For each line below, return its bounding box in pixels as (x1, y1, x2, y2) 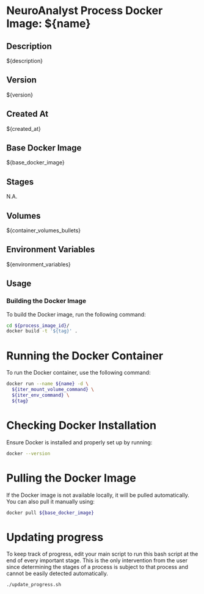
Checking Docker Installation (6, 418, 157, 432)
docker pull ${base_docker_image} (6, 510, 95, 516)
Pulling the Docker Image (6, 471, 136, 485)
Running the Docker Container (6, 349, 164, 362)
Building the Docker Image (6, 297, 87, 306)
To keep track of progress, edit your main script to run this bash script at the (6, 551, 199, 558)
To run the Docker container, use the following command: (6, 369, 151, 376)
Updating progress (6, 530, 104, 544)
